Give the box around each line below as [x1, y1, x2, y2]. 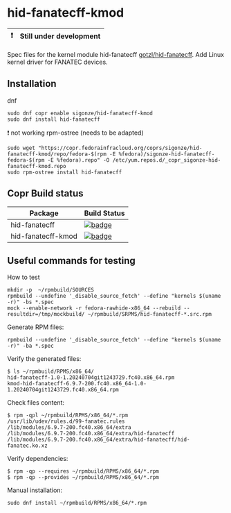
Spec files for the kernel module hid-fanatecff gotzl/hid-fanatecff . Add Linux [7, 50, 225, 58]
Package [29, 208, 59, 218]
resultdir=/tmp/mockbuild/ [7, 311, 85, 318]
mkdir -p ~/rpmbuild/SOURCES [7, 287, 95, 294]
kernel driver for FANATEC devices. [7, 58, 109, 66]
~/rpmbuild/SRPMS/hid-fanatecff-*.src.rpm [87, 311, 212, 318]
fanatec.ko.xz [7, 442, 48, 449]
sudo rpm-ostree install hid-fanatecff [7, 169, 122, 176]
